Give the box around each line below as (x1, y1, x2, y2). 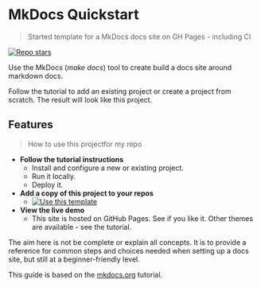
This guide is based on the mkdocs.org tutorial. (8, 270, 163, 279)
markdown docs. (8, 71, 64, 80)
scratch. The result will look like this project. (8, 95, 153, 104)
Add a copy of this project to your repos (19, 188, 154, 198)
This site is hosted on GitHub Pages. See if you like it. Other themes (31, 213, 253, 223)
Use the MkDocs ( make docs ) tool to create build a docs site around (8, 62, 232, 72)
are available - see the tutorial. (31, 222, 132, 231)
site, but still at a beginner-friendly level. (8, 254, 141, 264)
